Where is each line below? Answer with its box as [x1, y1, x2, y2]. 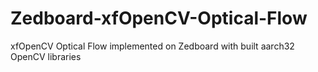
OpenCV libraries [10, 50, 82, 62]
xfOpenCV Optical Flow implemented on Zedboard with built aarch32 [10, 40, 295, 52]
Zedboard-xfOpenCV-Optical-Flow [10, 7, 308, 30]
